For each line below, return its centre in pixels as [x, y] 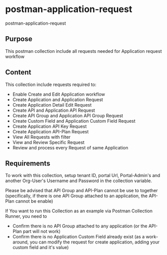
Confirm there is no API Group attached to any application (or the [80, 226]
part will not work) [42, 231]
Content [18, 72]
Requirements [28, 163]
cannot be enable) [34, 201]
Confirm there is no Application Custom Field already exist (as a [78, 237]
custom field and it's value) [40, 247]
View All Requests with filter [41, 137]
